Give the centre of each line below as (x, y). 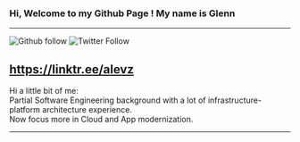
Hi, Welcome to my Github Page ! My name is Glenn (122, 13)
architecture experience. (87, 110)
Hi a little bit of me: (44, 91)
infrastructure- (234, 100)
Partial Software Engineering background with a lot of (108, 100)
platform (25, 110)
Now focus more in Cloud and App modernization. (101, 120)
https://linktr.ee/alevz (71, 69)
